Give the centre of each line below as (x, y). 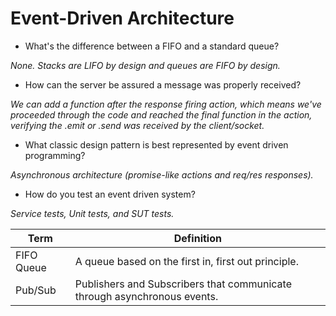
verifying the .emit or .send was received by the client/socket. (137, 125)
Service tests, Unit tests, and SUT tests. (92, 213)
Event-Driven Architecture (122, 18)
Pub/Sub (36, 290)
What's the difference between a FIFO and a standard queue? (152, 46)
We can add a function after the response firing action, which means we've (166, 104)
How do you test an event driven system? (110, 194)
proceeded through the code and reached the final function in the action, (161, 114)
